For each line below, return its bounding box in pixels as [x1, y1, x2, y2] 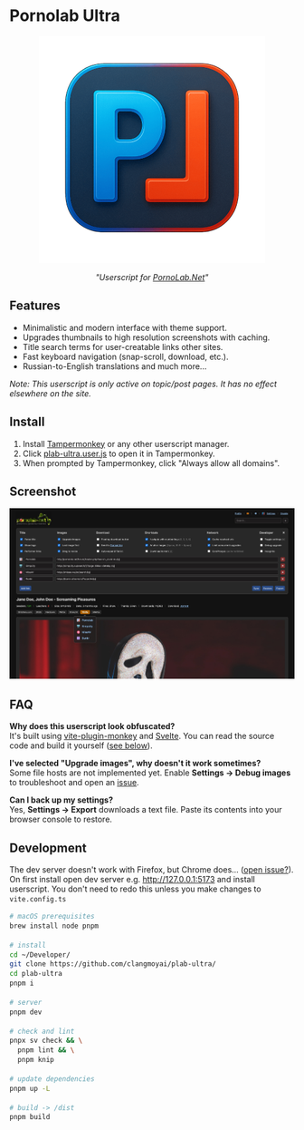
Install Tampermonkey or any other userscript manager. [22, 438, 230, 449]
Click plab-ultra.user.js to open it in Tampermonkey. [22, 448, 215, 459]
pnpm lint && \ [17, 1046, 75, 1055]
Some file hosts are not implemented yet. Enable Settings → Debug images [9, 767, 291, 778]
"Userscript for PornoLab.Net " [95, 271, 209, 282]
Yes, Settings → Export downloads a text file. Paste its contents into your [9, 804, 282, 815]
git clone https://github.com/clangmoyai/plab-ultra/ [9, 960, 217, 969]
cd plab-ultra [9, 969, 63, 979]
